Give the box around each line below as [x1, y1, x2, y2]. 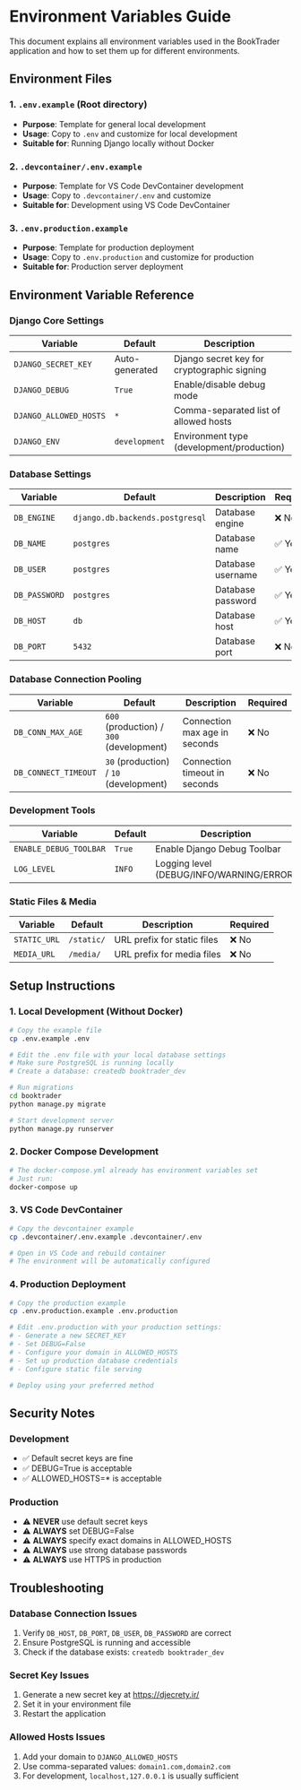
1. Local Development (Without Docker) [9, 1006, 184, 1018]
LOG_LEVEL [13, 863, 56, 874]
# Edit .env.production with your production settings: [9, 1323, 222, 1332]
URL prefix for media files [114, 948, 221, 961]
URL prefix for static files [114, 934, 219, 947]
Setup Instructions [9, 979, 116, 994]
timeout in [182, 766, 225, 779]
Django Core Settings [9, 314, 105, 326]
